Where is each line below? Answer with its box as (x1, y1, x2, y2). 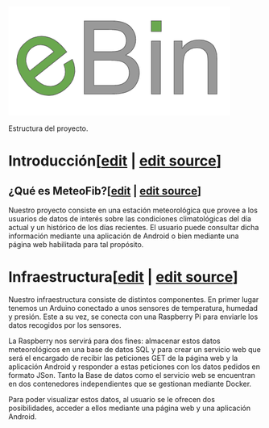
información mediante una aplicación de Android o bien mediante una (8, 231, 239, 241)
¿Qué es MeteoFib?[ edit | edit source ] (8, 184, 201, 198)
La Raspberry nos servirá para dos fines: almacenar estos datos (8, 336, 221, 346)
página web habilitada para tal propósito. (8, 240, 144, 249)
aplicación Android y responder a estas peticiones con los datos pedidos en (8, 362, 260, 371)
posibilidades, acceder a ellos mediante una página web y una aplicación (8, 403, 251, 413)
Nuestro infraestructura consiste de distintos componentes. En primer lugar (8, 294, 259, 304)
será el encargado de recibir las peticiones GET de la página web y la (8, 353, 238, 363)
